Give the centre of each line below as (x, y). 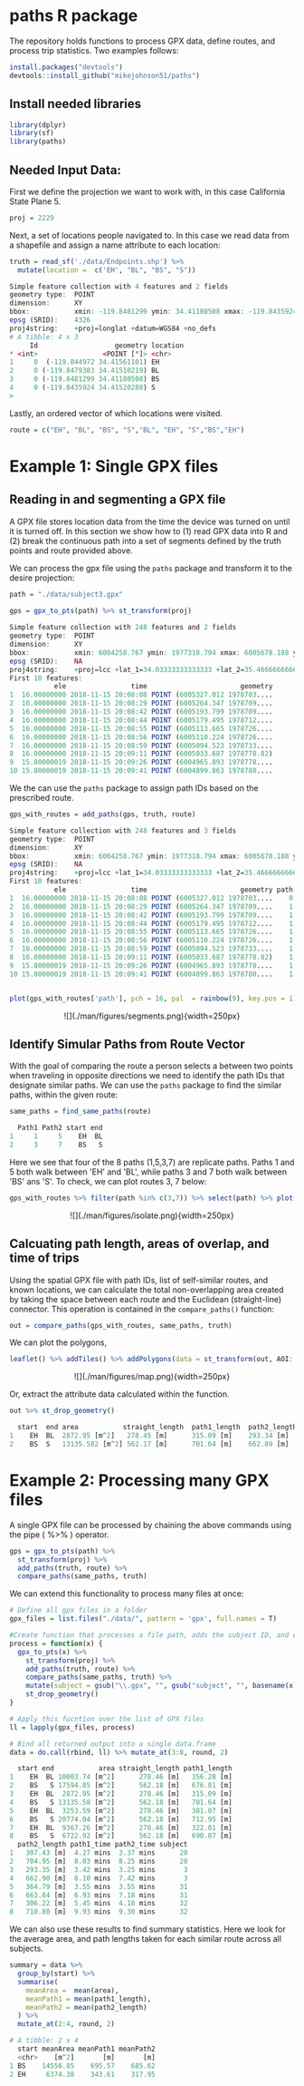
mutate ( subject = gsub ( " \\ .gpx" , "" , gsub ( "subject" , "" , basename (155, 1686)
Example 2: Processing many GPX (139, 1480)
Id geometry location (106, 346)
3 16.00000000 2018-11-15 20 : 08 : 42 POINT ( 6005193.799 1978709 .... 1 (152, 915)
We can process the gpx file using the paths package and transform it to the (151, 568)
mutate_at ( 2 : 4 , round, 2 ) (66, 2024)
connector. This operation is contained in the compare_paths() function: (142, 1309)
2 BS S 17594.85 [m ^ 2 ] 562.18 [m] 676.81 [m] (121, 1786)
